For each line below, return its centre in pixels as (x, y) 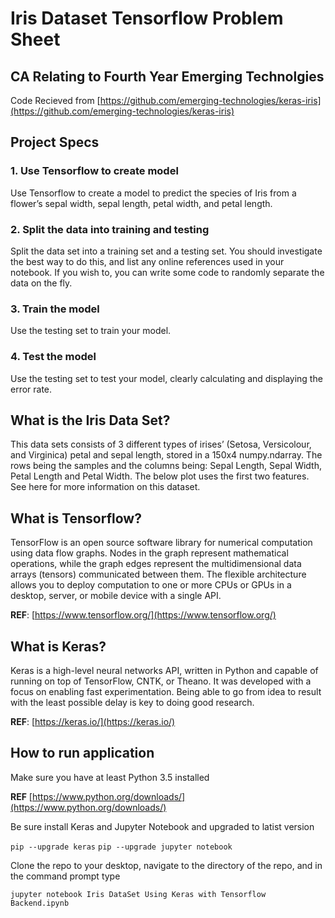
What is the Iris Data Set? (90, 420)
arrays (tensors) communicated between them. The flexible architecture (158, 574)
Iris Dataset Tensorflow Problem (147, 18)
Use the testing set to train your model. (91, 331)
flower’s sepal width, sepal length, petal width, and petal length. (141, 203)
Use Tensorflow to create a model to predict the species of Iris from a (153, 193)
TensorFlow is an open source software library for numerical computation (161, 543)
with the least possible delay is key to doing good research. (132, 703)
